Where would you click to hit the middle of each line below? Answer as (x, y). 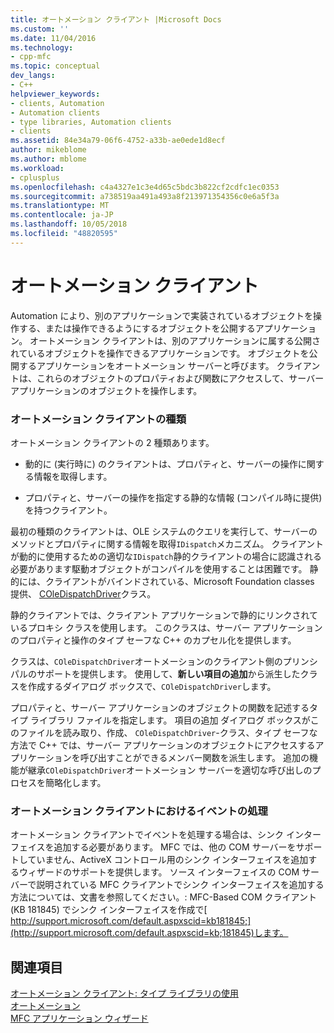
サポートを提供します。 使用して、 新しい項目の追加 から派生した (168, 673)
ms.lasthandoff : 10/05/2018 (69, 224)
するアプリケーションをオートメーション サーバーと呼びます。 (146, 365)
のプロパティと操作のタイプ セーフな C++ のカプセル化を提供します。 (153, 640)
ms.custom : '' (40, 29)
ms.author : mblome (48, 159)
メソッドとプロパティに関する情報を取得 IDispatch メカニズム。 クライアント (167, 543)
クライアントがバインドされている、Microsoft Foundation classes (179, 581)
